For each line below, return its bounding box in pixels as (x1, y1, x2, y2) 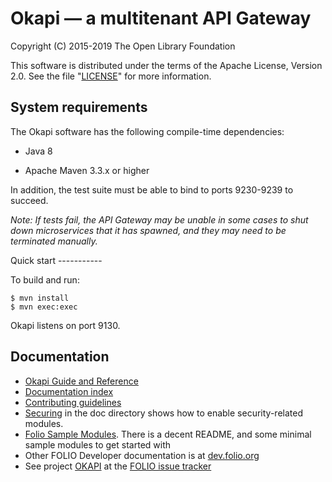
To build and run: (10, 273, 80, 286)
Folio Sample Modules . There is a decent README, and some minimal (24, 428, 312, 440)
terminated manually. (10, 235, 98, 247)
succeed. (10, 194, 49, 206)
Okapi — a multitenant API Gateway (10, 7, 312, 30)
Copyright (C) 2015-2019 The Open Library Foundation (10, 40, 236, 52)
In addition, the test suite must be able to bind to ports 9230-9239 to (10, 183, 294, 196)
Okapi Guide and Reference (24, 375, 139, 387)
